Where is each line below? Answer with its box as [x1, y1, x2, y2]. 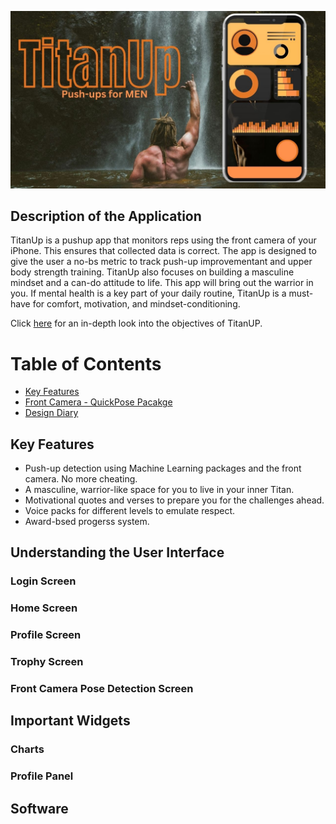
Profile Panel [10, 769, 74, 783]
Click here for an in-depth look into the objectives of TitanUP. [10, 317, 263, 330]
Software [10, 800, 69, 817]
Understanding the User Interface [10, 544, 225, 561]
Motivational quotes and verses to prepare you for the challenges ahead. [24, 494, 325, 506]
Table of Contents [10, 352, 162, 375]
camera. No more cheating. [24, 473, 138, 485]
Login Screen [10, 574, 77, 588]
